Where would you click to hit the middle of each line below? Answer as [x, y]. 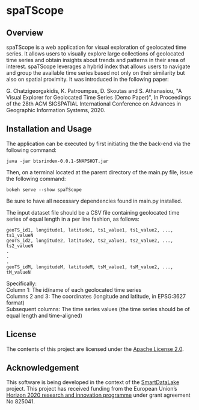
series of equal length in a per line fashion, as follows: [73, 219]
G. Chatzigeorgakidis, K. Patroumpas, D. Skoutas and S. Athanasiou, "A [94, 91]
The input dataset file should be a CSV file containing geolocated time [93, 212]
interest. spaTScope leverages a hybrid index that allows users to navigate [98, 66]
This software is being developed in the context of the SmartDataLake [93, 382]
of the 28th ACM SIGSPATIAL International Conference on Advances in [94, 104]
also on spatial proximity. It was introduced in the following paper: [88, 79]
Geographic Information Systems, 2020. [56, 110]
